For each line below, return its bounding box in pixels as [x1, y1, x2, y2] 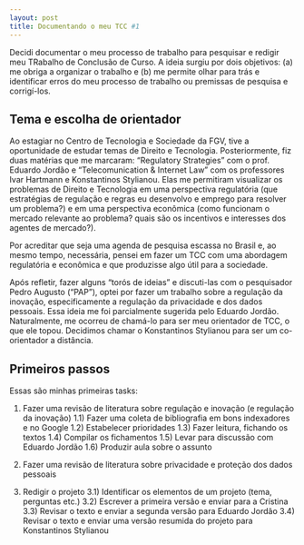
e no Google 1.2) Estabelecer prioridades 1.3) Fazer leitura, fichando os [22, 422, 289, 433]
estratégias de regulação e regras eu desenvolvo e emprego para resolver [9, 193, 288, 204]
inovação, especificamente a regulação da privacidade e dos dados [9, 296, 263, 307]
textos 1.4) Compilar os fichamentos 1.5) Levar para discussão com [22, 432, 274, 443]
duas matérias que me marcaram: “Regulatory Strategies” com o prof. [9, 155, 270, 166]
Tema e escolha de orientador [9, 111, 181, 127]
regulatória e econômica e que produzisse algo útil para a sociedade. [9, 260, 269, 271]
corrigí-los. [9, 85, 52, 96]
